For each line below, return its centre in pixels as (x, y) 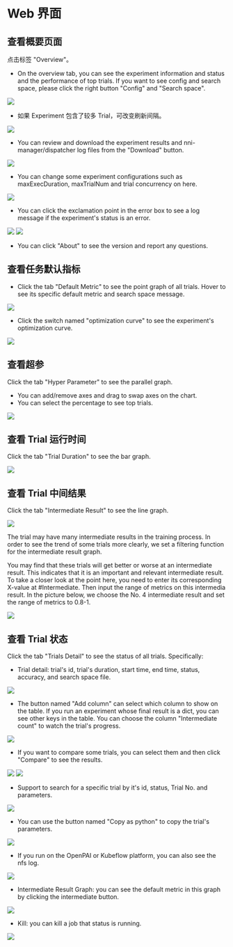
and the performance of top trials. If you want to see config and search (119, 81)
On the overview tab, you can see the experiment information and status (121, 73)
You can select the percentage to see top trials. (85, 402)
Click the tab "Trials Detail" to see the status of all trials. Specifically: (105, 656)
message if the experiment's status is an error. (84, 218)
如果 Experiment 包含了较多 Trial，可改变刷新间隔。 (91, 116)
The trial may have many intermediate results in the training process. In (109, 537)
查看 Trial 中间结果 (47, 493)
